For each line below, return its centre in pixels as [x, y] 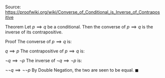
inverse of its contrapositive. [34, 32]
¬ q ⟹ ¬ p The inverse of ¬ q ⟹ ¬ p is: [44, 61]
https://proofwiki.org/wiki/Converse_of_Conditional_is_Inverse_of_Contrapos [82, 12]
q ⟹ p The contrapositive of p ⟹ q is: [45, 51]
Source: [13, 7]
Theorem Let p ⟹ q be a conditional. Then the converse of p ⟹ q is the [79, 27]
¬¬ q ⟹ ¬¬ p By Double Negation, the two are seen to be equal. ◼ [72, 70]
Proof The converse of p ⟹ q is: [38, 42]
